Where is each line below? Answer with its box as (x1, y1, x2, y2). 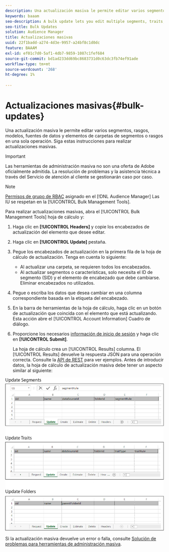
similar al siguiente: (12, 367, 53, 374)
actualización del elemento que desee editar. (12, 229, 106, 235)
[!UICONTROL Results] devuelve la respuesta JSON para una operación (12, 351, 161, 357)
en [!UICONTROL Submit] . (12, 336, 68, 342)
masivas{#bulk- (76, 100, 144, 111)
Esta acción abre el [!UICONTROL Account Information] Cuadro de (12, 315, 151, 321)
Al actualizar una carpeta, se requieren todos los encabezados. (20, 263, 151, 270)
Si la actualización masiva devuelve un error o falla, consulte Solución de (5, 536, 156, 542)
